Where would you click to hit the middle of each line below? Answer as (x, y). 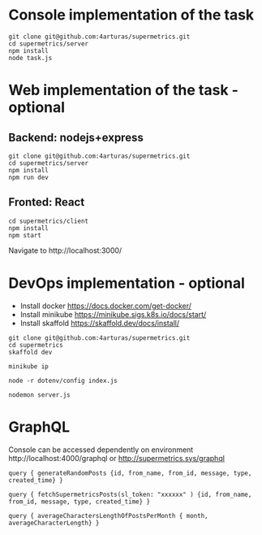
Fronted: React (47, 202)
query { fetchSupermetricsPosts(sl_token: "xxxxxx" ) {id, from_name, (130, 494)
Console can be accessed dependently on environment (101, 450)
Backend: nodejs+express (76, 137)
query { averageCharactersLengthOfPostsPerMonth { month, (108, 515)
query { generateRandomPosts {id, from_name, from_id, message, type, (130, 473)
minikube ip (28, 366)
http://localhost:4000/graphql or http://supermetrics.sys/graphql (117, 458)
